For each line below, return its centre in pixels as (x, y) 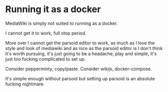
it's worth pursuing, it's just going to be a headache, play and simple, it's (81, 54)
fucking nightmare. (25, 84)
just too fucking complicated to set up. (45, 59)
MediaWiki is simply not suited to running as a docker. (62, 23)
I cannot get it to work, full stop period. (46, 33)
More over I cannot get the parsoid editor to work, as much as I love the (80, 43)
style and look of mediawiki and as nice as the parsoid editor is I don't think (84, 48)
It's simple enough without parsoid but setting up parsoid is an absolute (80, 78)
